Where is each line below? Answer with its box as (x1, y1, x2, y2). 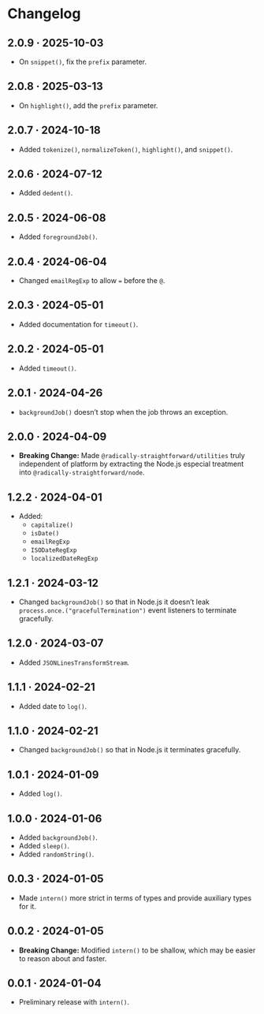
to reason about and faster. (18, 953, 107, 963)
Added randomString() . (18, 849, 95, 859)
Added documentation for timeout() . (18, 319, 139, 329)
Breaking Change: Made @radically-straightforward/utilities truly (18, 451, 245, 460)
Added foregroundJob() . (18, 232, 98, 241)
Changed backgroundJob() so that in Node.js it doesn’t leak (18, 597, 210, 606)
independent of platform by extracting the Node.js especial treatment (18, 459, 244, 469)
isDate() (30, 530, 60, 538)
